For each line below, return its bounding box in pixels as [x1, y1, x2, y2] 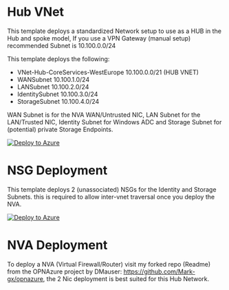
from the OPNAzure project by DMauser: [7, 267, 122, 276]
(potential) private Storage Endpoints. [7, 125, 113, 133]
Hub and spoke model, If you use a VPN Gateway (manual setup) [7, 34, 191, 42]
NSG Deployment [7, 163, 108, 179]
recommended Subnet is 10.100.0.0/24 [7, 41, 116, 49]
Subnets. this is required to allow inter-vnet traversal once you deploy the [7, 192, 215, 201]
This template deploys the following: [7, 54, 110, 63]
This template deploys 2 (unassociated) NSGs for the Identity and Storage [7, 185, 217, 193]
